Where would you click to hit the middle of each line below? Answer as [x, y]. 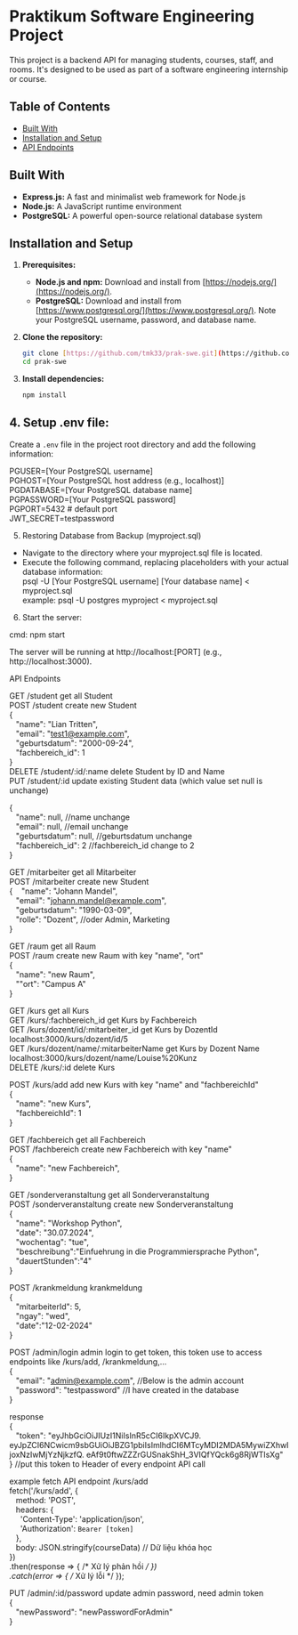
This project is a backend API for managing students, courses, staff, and [141, 60]
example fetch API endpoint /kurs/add [79, 1481]
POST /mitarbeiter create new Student [79, 881]
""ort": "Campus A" [51, 983]
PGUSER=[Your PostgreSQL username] [81, 471]
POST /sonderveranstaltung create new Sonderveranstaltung [121, 1204]
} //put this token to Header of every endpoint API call [108, 1464]
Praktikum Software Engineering [132, 16]
